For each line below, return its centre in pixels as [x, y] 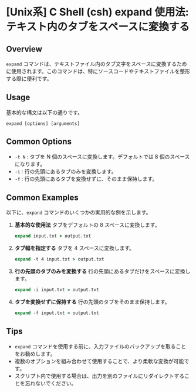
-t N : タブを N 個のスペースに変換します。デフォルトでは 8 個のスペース [102, 156]
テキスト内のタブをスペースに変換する [98, 27]
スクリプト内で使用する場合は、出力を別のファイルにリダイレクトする [99, 375]
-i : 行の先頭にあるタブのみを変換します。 [65, 171]
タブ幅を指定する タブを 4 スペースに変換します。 [75, 248]
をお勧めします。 [35, 354]
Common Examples [43, 198]
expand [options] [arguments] [43, 123]
